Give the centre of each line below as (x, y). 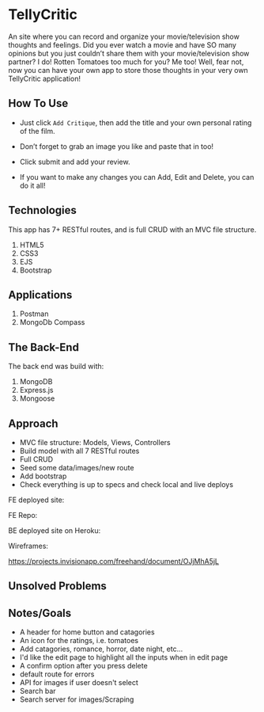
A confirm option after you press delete (83, 666)
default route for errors (57, 674)
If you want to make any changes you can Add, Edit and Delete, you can (137, 177)
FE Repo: (23, 515)
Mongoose (37, 398)
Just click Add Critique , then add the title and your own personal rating (136, 122)
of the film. (37, 131)
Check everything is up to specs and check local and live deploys (126, 484)
